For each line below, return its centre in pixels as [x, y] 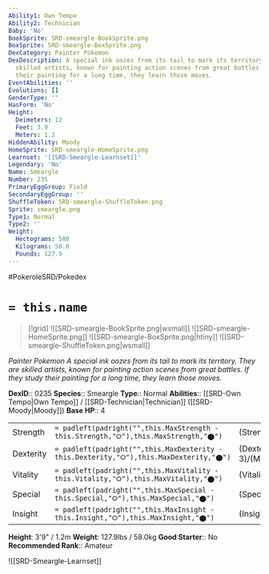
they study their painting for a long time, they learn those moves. [115, 378]
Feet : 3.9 [32, 127]
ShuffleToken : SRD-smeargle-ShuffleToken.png [85, 202]
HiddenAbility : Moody [44, 142]
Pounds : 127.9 [39, 254]
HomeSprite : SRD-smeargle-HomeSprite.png [78, 150]
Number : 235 [28, 180]
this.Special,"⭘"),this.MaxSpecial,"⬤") [134, 498]
